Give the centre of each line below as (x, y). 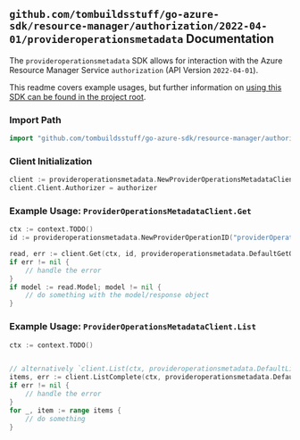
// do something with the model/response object (117, 295)
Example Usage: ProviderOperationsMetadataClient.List (133, 327)
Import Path (35, 120)
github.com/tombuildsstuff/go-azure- (114, 15)
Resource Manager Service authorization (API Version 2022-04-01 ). (134, 70)
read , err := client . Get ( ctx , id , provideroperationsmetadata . (129, 254)
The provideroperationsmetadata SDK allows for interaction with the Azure (146, 60)
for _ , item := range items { (66, 411)
